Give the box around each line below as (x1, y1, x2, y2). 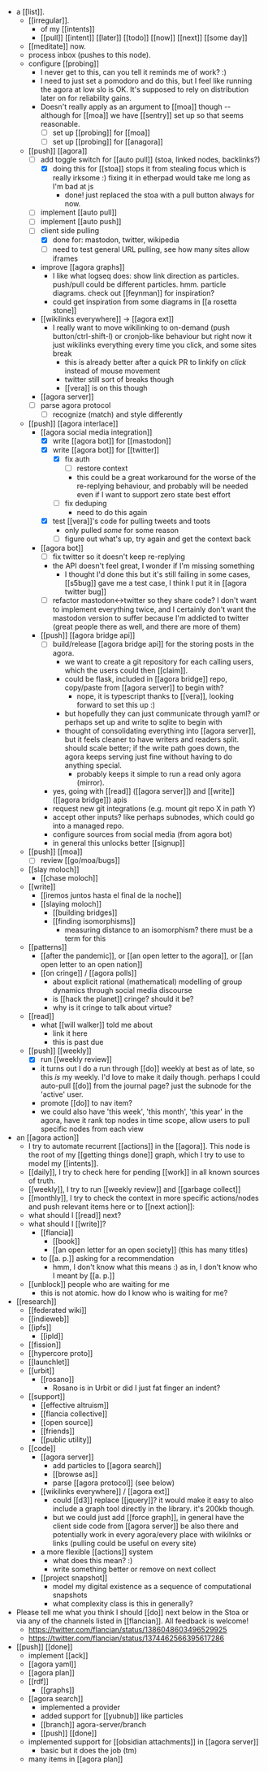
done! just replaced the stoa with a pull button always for (64, 190, 255, 200)
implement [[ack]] (28, 1651, 89, 1661)
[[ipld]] (40, 1332, 63, 1341)
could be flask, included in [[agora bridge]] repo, (64, 674, 227, 684)
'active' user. (40, 1090, 84, 1099)
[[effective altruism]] (40, 1401, 110, 1410)
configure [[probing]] (28, 58, 100, 68)
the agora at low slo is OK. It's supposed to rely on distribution (40, 84, 249, 94)
